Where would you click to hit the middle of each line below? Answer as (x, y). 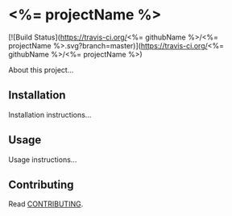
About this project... (41, 69)
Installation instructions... (50, 114)
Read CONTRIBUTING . (46, 204)
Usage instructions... (43, 160)
